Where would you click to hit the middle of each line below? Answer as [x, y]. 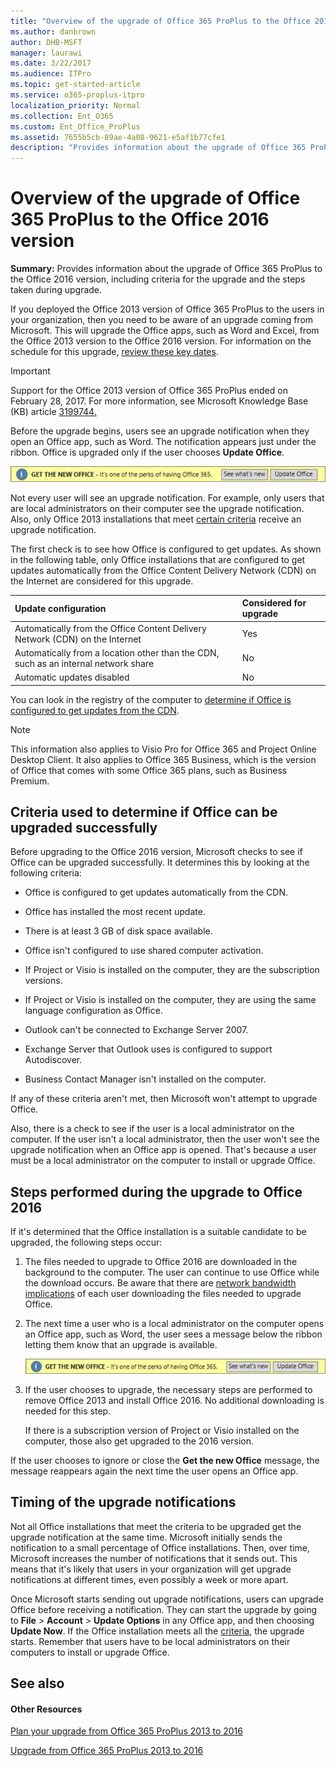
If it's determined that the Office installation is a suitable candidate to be [158, 1232]
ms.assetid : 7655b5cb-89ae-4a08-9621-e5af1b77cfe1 [118, 137]
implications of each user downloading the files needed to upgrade [163, 1294]
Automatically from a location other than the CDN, [117, 652]
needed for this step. [68, 1411]
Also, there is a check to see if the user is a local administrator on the [152, 1129]
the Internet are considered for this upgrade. [102, 581]
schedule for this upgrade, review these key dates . [114, 352]
